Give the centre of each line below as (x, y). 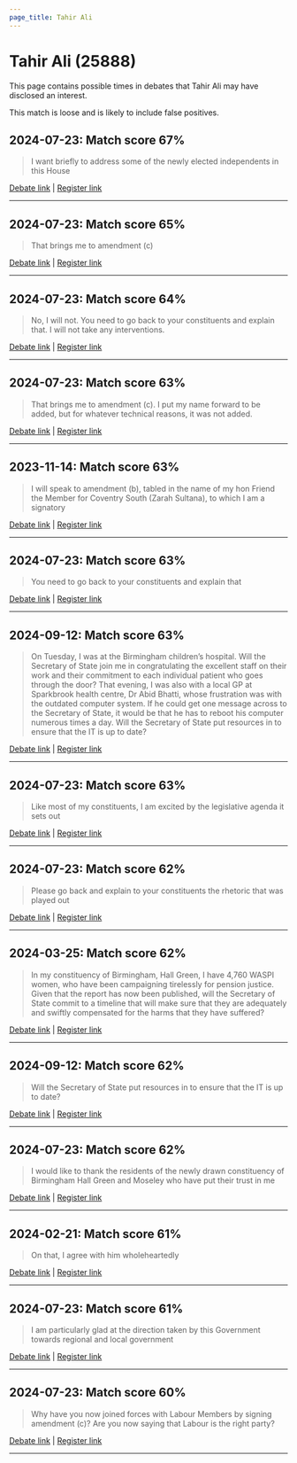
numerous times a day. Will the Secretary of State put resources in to (156, 722)
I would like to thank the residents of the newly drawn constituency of (157, 1171)
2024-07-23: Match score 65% (97, 224)
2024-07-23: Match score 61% (96, 1308)
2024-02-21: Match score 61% (95, 1234)
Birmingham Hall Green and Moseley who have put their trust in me (153, 1180)
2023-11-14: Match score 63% (94, 467)
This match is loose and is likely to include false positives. (114, 113)
